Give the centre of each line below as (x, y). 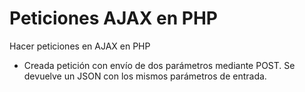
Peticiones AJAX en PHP (113, 18)
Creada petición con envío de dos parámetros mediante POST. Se (159, 65)
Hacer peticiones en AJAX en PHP (80, 46)
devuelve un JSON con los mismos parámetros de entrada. (145, 76)
